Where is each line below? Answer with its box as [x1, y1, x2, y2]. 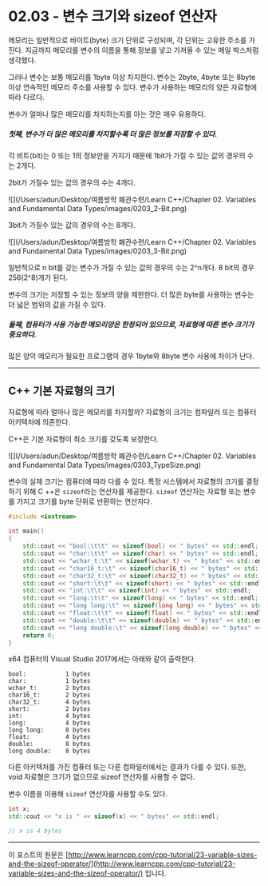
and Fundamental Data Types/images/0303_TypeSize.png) [8, 460, 202, 469]
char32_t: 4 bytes [8, 698, 91, 706]
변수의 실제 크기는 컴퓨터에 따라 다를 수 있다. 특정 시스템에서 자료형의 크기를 [8, 477, 245, 486]
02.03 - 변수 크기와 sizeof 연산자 [8, 7, 218, 26]
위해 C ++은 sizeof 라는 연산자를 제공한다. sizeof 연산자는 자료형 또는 [22, 486, 242, 496]
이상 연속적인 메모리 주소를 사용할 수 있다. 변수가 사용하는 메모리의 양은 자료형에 [8, 82, 258, 92]
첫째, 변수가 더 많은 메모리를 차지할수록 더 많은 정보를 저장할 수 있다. [8, 129, 218, 138]
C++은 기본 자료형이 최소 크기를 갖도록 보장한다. [8, 433, 160, 444]
